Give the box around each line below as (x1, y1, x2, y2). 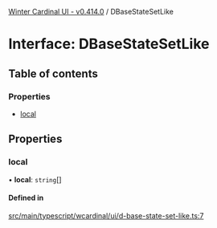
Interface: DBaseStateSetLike (8, 35, 210, 53)
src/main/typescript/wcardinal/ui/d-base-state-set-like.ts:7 (8, 210, 204, 220)
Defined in (8, 193, 44, 203)
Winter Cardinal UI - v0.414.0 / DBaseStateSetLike (8, 7, 174, 16)
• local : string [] (8, 174, 62, 184)
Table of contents (8, 67, 98, 80)
